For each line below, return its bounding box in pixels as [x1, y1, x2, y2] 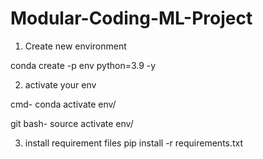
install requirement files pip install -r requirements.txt [24, 137, 244, 149]
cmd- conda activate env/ [10, 98, 117, 110]
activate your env [24, 78, 97, 91]
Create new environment [24, 40, 127, 52]
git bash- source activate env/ [10, 117, 134, 129]
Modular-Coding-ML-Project [10, 7, 253, 30]
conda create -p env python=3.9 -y [10, 59, 157, 71]
